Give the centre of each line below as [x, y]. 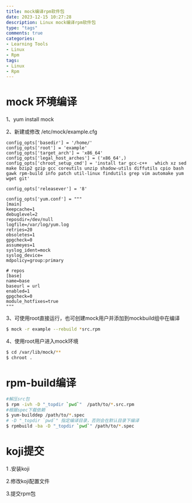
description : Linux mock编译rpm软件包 [51, 22]
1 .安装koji [18, 468]
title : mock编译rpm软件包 [35, 11]
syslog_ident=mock [28, 250]
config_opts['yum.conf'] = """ [44, 199]
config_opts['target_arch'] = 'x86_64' [55, 153]
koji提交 [25, 452]
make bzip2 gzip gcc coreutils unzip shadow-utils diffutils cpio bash [95, 168]
